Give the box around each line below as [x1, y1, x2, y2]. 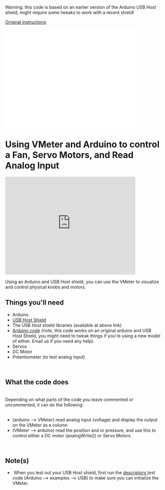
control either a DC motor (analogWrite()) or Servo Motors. [12, 432, 132, 438]
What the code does [5, 378, 69, 387]
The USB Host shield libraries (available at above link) [12, 322, 122, 328]
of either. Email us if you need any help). [12, 338, 95, 344]
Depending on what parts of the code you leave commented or [5, 396, 134, 402]
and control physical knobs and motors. [5, 284, 86, 290]
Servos [12, 343, 27, 349]
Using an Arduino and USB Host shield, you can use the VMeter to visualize [5, 279, 160, 285]
